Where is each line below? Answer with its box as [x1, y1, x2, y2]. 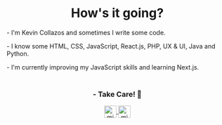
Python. [6, 49, 30, 58]
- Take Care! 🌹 [93, 89, 142, 99]
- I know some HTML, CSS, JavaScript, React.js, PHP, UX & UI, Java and [6, 41, 216, 50]
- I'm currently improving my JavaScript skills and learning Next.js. [6, 63, 200, 71]
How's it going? [70, 5, 164, 21]
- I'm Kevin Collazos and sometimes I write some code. [6, 28, 166, 37]
